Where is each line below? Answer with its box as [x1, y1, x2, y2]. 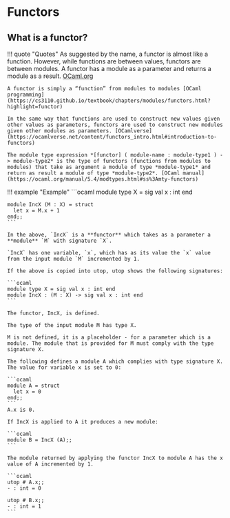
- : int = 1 [7, 503, 41, 510]
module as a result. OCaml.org [7, 72, 94, 80]
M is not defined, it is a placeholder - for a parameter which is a [7, 334, 211, 341]
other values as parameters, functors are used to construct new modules [7, 121, 224, 128]
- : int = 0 [7, 485, 41, 492]
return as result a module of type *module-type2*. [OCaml [7, 170, 180, 177]
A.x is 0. [7, 406, 36, 413]
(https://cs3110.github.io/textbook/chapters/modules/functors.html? [7, 97, 211, 104]
